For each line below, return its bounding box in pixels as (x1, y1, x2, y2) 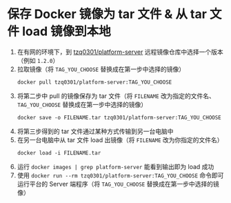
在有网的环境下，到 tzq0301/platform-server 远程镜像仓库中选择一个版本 (17, 48, 223, 56)
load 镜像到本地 (21, 23, 112, 39)
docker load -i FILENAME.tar (17, 149, 101, 156)
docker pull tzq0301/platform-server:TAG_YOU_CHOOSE (17, 79, 172, 86)
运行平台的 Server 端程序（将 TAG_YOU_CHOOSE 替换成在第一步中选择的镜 (17, 180, 219, 188)
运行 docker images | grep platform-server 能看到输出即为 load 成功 (17, 162, 214, 171)
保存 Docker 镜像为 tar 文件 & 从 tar (7, 6, 207, 22)
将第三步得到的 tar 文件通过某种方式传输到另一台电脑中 (17, 127, 174, 135)
